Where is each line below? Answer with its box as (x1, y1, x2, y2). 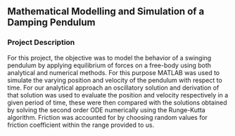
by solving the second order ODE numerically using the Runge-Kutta (7, 105, 205, 114)
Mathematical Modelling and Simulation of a (7, 6, 205, 18)
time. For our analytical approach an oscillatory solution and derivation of (7, 83, 220, 92)
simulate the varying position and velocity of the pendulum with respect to (7, 76, 223, 84)
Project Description (7, 38, 75, 48)
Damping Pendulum (7, 17, 96, 29)
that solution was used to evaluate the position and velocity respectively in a (7, 90, 229, 99)
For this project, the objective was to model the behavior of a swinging (7, 53, 212, 62)
